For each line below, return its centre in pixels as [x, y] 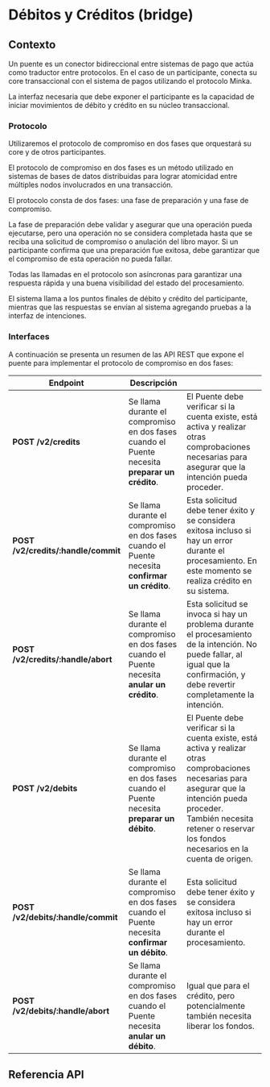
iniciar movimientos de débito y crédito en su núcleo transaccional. [119, 105]
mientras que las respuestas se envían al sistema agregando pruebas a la [130, 307]
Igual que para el [218, 985]
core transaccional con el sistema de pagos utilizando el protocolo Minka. [130, 81]
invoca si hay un [217, 614]
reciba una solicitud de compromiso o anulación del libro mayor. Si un [123, 242]
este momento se [219, 570]
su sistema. [208, 591]
